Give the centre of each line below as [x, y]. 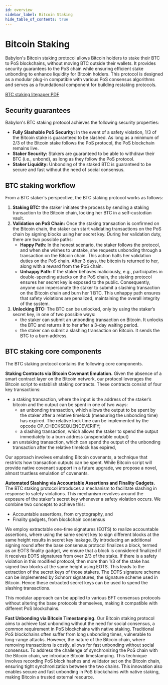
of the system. [35, 303]
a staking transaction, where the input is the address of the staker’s [82, 399]
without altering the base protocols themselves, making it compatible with [81, 603]
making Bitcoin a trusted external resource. [50, 677]
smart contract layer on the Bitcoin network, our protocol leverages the [78, 378]
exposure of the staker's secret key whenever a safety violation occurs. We [83, 499]
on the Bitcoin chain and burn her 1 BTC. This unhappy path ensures [90, 293]
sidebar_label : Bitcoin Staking [39, 15]
